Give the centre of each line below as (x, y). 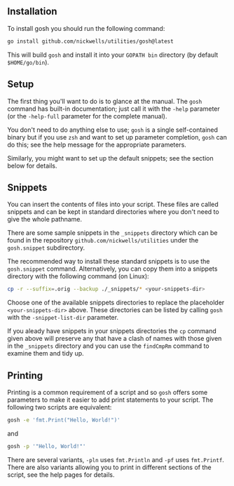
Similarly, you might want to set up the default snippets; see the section (110, 158)
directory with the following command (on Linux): (78, 276)
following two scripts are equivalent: (60, 407)
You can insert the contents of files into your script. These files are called (113, 204)
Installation (32, 12)
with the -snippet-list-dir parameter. (63, 318)
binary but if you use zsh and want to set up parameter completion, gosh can (117, 137)
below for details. (32, 166)
